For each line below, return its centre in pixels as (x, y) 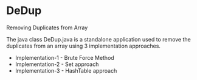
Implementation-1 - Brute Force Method (64, 57)
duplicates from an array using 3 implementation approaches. (84, 46)
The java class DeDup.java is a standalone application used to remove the (98, 39)
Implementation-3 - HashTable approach (66, 70)
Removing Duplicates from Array (47, 27)
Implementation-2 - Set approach (57, 64)
